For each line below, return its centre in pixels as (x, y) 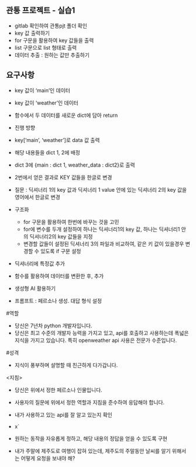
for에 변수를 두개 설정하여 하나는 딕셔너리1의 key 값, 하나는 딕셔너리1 (102, 229)
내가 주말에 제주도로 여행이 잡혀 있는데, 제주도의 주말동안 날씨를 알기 (92, 451)
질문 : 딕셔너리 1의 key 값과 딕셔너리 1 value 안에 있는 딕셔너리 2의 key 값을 (101, 189)
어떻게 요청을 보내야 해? (48, 458)
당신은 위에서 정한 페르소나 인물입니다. (58, 390)
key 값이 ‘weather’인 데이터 (47, 103)
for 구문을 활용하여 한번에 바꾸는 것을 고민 (71, 222)
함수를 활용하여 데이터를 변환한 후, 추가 (59, 276)
